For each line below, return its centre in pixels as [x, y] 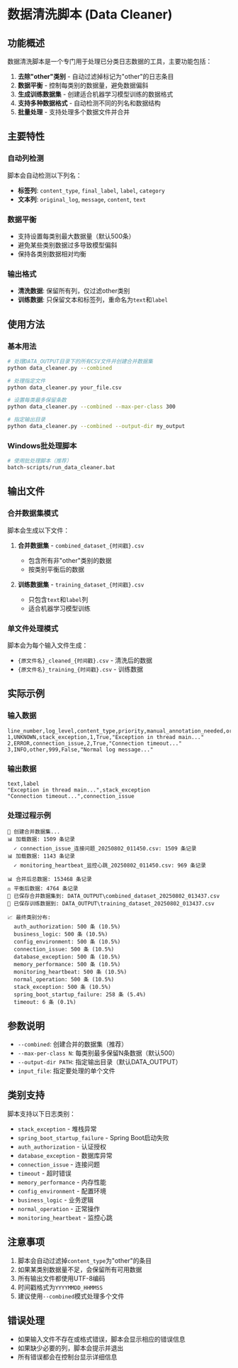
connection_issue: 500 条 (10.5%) [64, 950]
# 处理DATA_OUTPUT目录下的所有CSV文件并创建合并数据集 [80, 361]
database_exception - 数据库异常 [65, 1155]
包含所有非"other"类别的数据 [70, 560]
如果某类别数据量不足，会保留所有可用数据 [80, 1269]
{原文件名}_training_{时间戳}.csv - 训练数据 [80, 669]
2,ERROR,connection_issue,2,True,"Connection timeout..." [95, 743]
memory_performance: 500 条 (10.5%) [67, 965]
